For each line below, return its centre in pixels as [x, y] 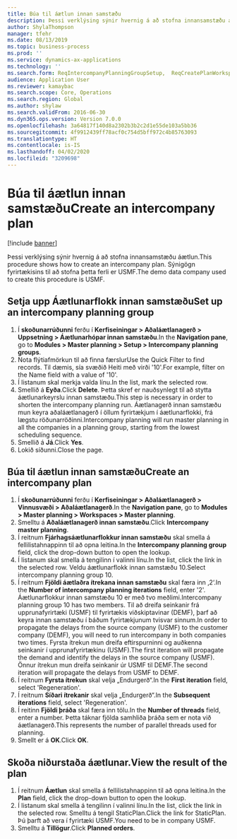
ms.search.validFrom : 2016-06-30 [56, 112]
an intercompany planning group [81, 313]
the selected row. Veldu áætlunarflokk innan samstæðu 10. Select [111, 568]
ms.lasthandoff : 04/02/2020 [49, 152]
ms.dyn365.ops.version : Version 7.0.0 [64, 119]
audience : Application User [49, 80]
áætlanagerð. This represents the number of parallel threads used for [117, 725]
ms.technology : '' [34, 66]
